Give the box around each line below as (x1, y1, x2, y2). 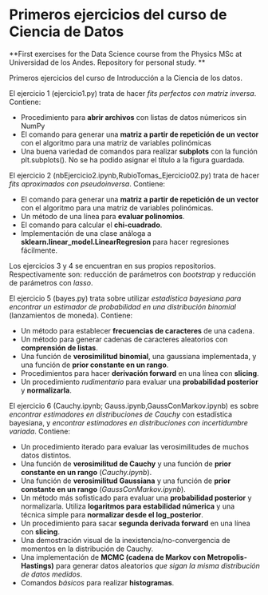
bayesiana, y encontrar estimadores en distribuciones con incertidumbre (9, 417, 248, 427)
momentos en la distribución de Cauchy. (20, 544, 154, 553)
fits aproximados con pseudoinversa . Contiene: (9, 178, 166, 189)
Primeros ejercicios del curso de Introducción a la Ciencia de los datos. (9, 73, 242, 82)
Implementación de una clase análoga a (20, 228, 152, 238)
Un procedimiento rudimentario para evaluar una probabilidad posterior (20, 377, 258, 386)
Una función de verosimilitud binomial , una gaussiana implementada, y (20, 351, 257, 361)
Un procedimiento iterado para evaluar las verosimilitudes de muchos (20, 441, 250, 451)
